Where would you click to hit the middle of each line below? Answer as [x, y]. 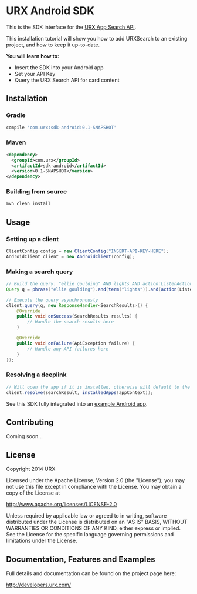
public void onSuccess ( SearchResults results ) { [77, 316]
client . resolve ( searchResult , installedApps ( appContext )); [80, 392]
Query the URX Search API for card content [67, 80]
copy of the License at [33, 493]
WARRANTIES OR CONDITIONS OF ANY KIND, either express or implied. [93, 528]
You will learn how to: [33, 56]
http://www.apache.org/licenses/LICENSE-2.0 [62, 505]
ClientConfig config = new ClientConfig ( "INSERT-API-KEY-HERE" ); [87, 251]
